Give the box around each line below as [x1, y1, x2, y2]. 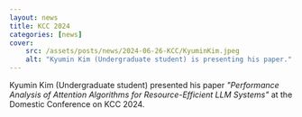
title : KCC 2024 [9, 22, 70, 31]
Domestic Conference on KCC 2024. [9, 99, 145, 109]
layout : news [9, 13, 59, 22]
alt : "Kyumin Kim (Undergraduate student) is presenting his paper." [25, 55, 293, 64]
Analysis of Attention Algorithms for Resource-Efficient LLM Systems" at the [9, 89, 293, 100]
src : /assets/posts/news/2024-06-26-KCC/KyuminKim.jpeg [25, 47, 241, 56]
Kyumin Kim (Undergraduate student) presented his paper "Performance [9, 80, 279, 90]
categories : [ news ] [9, 30, 83, 39]
